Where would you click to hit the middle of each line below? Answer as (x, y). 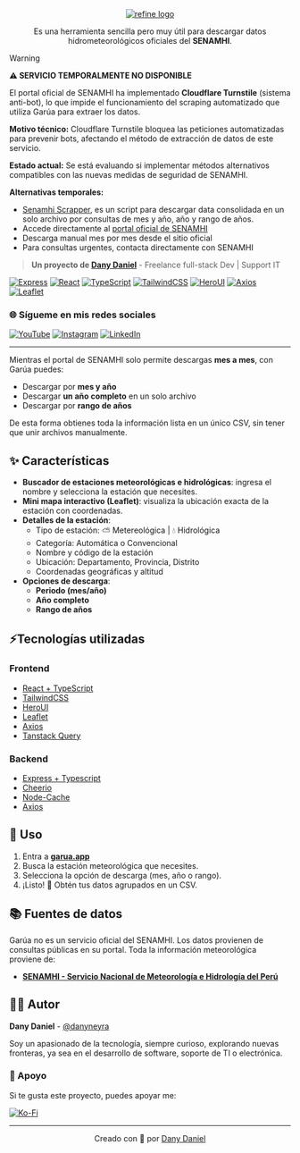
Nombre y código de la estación (94, 552)
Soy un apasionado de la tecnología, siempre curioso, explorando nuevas (144, 1043)
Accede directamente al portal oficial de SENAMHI (115, 228)
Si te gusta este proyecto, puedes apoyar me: (93, 1095)
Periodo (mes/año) (71, 591)
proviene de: (33, 959)
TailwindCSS (46, 697)
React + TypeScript (58, 688)
